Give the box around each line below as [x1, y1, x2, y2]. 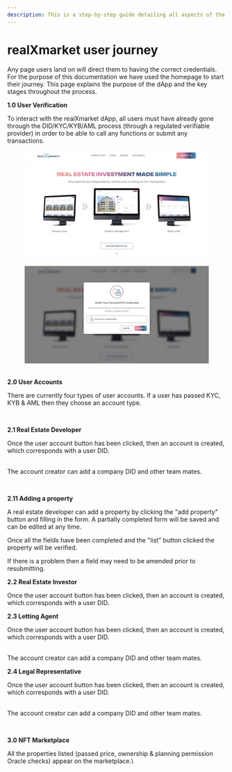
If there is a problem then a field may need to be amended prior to [7, 557, 196, 565]
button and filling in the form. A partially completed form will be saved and [7, 515, 219, 524]
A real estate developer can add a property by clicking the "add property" [7, 508, 219, 516]
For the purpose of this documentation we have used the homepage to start [7, 72, 224, 81]
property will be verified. [7, 543, 78, 552]
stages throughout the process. [7, 87, 97, 95]
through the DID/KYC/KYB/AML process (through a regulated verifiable [7, 122, 210, 130]
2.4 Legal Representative [7, 668, 82, 676]
